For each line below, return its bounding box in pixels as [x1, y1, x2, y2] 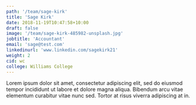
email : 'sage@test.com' [6, 42, 65, 48]
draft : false [6, 25, 39, 31]
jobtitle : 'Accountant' [6, 36, 65, 42]
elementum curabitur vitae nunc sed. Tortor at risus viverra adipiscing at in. [6, 92, 190, 99]
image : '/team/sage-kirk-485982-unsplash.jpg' [6, 31, 124, 37]
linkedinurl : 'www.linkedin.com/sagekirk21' [6, 47, 118, 53]
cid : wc [6, 58, 26, 64]
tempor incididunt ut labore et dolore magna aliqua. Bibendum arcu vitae [6, 86, 184, 93]
